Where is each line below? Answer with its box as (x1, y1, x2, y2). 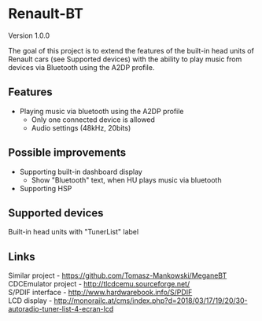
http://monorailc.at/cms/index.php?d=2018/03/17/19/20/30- (54, 296, 248, 305)
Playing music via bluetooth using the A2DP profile (19, 106, 184, 116)
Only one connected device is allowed (31, 115, 156, 124)
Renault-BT (8, 5, 84, 23)
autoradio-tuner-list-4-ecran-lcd (8, 304, 114, 314)
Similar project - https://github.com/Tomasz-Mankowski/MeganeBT (8, 271, 227, 280)
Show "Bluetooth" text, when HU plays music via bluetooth (31, 175, 222, 185)
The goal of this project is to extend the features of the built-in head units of (8, 46, 254, 55)
